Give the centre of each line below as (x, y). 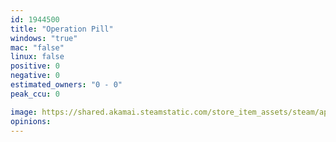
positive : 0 (35, 66)
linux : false (37, 57)
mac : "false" (37, 47)
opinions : (31, 121)
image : (24, 112)
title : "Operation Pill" (62, 29)
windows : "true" (44, 38)
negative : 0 (35, 76)
